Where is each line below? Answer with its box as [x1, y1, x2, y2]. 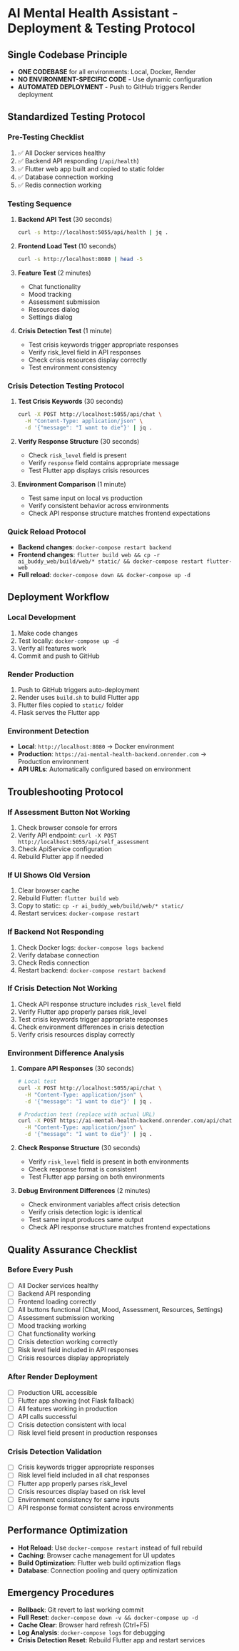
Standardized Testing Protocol [7, 111, 146, 123]
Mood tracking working [17, 1321, 87, 1330]
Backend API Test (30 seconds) [17, 215, 113, 223]
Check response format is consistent [28, 1165, 137, 1174]
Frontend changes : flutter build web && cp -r [17, 550, 161, 559]
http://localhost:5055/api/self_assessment [17, 838, 150, 845]
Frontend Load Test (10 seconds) [17, 241, 116, 250]
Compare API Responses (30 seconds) [17, 1065, 134, 1073]
